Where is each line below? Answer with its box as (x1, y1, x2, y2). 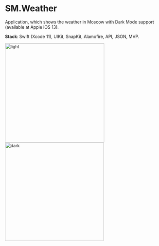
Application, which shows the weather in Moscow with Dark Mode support (5, 19, 154, 25)
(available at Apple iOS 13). (5, 24, 59, 30)
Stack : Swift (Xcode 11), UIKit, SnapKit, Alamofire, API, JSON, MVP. (5, 34, 140, 39)
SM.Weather (5, 3, 57, 14)
